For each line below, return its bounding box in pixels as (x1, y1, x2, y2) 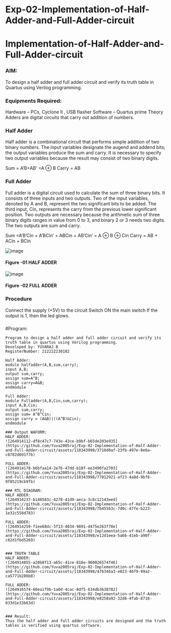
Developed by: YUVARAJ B (5, 344, 58, 350)
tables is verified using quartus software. (5, 623, 102, 628)
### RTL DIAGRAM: (5, 488, 42, 493)
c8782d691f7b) (5, 452, 36, 457)
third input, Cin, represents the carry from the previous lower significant (5, 206, 157, 212)
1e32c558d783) (5, 510, 36, 515)
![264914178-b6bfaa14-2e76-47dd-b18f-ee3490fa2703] (5, 466, 118, 471)
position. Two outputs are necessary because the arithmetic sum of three (5, 212, 160, 218)
